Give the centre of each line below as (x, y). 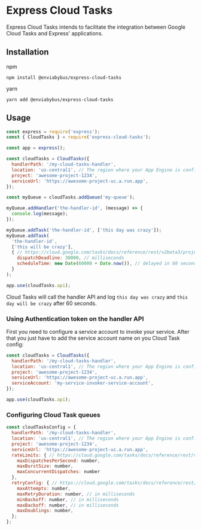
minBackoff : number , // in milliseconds (68, 499)
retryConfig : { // (35, 483)
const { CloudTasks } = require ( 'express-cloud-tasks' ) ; (79, 137)
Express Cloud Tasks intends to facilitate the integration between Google (96, 27)
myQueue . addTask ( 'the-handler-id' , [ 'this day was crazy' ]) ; (84, 230)
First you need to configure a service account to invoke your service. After (98, 331)
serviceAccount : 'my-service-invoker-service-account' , (83, 383)
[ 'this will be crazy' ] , (42, 247)
